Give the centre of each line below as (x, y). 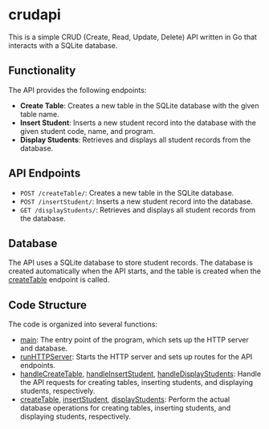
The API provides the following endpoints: (77, 90)
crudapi (35, 15)
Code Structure (47, 305)
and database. (44, 348)
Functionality (42, 71)
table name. (39, 114)
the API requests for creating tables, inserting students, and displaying (137, 382)
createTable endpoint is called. (59, 280)
